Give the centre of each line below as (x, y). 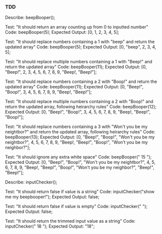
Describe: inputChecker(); (31, 182)
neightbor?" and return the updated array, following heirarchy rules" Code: (80, 132)
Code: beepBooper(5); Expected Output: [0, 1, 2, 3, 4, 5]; (62, 32)
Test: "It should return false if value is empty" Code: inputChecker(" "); (76, 207)
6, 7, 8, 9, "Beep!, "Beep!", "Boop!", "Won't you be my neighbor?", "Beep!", (80, 167)
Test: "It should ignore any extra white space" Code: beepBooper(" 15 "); (78, 157)
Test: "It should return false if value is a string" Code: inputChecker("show (80, 192)
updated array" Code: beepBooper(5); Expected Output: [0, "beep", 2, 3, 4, (81, 47)
